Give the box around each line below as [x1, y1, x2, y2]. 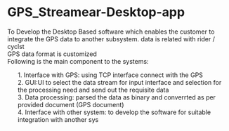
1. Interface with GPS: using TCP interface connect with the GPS [17, 71, 204, 79]
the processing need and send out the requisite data [17, 85, 169, 94]
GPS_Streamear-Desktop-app [7, 4, 185, 20]
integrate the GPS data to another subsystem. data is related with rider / [7, 34, 216, 43]
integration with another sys [17, 115, 99, 123]
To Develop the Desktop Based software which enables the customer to [7, 27, 215, 36]
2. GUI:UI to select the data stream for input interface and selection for [17, 78, 222, 86]
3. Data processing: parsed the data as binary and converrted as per [17, 92, 216, 102]
